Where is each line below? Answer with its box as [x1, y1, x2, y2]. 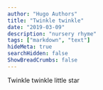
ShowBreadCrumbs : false [7, 57, 78, 64]
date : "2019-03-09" [7, 23, 65, 30]
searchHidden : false [7, 50, 69, 57]
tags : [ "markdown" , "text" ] [7, 37, 91, 44]
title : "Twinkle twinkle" [7, 17, 84, 24]
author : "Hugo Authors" [7, 10, 78, 18]
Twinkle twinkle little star [7, 76, 80, 84]
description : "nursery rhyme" [7, 30, 97, 38]
